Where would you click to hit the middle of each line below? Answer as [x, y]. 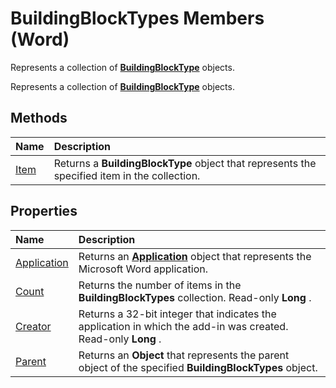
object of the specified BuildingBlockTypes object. [198, 367]
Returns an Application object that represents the [195, 256]
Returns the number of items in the [160, 285]
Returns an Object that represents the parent [184, 355]
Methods [39, 118]
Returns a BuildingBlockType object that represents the [185, 163]
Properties [44, 211]
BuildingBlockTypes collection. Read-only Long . [195, 297]
